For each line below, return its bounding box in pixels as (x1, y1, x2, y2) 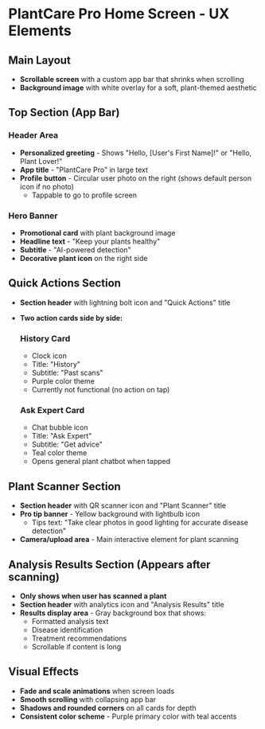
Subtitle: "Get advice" (31, 439, 103, 450)
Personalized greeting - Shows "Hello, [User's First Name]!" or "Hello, (19, 148, 252, 158)
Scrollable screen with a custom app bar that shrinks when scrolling (19, 75, 244, 84)
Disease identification (31, 626, 103, 635)
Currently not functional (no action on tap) (31, 385, 170, 395)
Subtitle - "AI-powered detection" (19, 244, 131, 255)
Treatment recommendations (31, 633, 127, 643)
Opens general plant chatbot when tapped (31, 457, 171, 466)
